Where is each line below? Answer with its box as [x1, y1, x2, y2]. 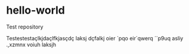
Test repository [6, 23, 44, 30]
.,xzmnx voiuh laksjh [6, 41, 57, 48]
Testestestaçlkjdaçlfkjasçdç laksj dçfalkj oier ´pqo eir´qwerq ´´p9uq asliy [6, 34, 184, 42]
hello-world [6, 4, 66, 17]
